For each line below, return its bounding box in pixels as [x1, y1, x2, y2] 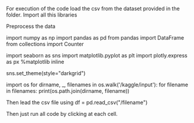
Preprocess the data [6, 23, 56, 30]
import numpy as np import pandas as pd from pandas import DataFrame [6, 34, 185, 41]
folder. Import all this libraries [6, 11, 77, 18]
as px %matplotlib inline [6, 59, 64, 65]
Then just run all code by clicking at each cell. [6, 111, 118, 117]
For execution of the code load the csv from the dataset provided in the [6, 5, 180, 12]
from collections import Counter [6, 41, 84, 47]
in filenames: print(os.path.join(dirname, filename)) [6, 88, 130, 94]
